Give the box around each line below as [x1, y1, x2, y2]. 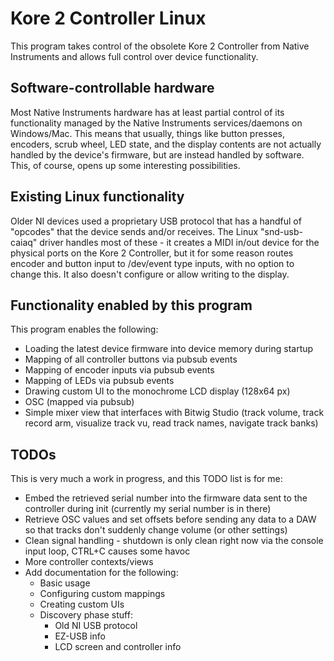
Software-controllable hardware [10, 80, 215, 97]
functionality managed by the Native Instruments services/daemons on [10, 117, 303, 129]
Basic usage [39, 577, 91, 589]
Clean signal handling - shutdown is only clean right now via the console [24, 535, 324, 547]
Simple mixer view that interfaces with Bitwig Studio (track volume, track [24, 407, 325, 419]
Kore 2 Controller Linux [10, 7, 207, 30]
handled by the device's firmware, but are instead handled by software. [10, 148, 305, 161]
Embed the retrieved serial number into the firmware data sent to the [24, 492, 308, 504]
